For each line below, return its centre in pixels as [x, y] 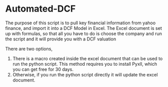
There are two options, [29, 49]
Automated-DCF [40, 9]
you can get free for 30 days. [43, 69]
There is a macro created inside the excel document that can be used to [88, 58]
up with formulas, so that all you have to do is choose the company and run [84, 33]
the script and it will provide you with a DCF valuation [61, 39]
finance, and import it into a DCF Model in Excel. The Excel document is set [83, 28]
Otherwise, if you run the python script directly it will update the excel [85, 74]
